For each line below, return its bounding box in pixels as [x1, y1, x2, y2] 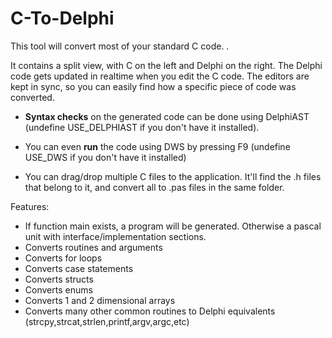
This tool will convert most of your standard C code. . [10, 40, 230, 52]
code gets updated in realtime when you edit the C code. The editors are [10, 70, 310, 82]
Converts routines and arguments [24, 241, 163, 253]
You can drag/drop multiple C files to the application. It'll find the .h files [24, 170, 322, 182]
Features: [10, 200, 50, 212]
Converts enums [24, 283, 93, 296]
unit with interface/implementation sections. [24, 230, 207, 242]
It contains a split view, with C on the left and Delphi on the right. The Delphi [10, 59, 323, 71]
